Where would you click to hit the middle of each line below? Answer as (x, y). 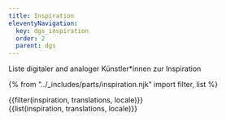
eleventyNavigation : (43, 23)
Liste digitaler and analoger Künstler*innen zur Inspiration (105, 69)
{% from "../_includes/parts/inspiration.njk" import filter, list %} (113, 85)
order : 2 (30, 38)
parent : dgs (36, 46)
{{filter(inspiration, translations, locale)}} (76, 100)
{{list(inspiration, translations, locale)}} (73, 109)
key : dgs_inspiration (52, 31)
